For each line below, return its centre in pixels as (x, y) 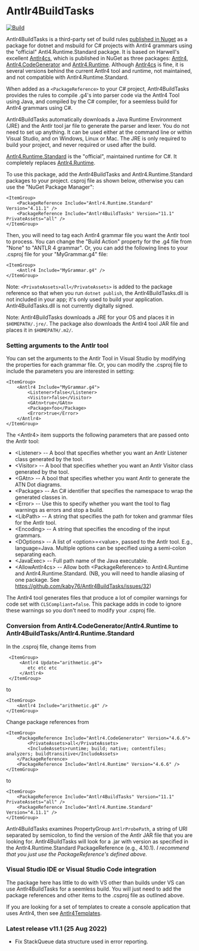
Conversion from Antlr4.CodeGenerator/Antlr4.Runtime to (92, 626)
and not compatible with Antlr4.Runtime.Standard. (68, 77)
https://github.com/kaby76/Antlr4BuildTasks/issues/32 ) (83, 586)
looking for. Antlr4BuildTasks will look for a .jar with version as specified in (97, 841)
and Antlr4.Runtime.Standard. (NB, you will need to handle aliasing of (99, 573)
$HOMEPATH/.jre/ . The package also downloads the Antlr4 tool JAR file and (97, 323)
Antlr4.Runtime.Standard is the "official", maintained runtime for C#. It (91, 156)
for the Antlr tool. (35, 523)
